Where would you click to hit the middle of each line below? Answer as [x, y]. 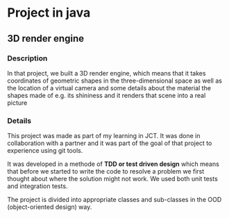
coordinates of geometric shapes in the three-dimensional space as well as [114, 81]
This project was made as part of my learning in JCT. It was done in [104, 136]
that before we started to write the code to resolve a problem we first [106, 171]
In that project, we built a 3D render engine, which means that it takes [107, 73]
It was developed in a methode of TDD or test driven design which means [113, 164]
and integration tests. [37, 186]
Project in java [49, 13]
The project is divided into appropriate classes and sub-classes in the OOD [114, 200]
